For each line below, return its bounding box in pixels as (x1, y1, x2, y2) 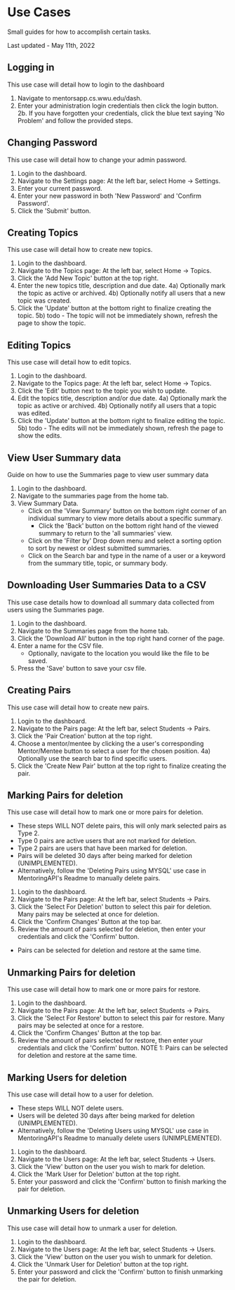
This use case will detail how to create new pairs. (7, 703, 149, 712)
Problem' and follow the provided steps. (17, 116, 133, 125)
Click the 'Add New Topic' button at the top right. (17, 274, 159, 282)
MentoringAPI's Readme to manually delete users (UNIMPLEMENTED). (17, 1134, 222, 1142)
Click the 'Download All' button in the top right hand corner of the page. (17, 634, 225, 643)
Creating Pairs (7, 684, 72, 697)
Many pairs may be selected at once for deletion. (17, 910, 159, 918)
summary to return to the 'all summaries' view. (38, 529, 173, 537)
